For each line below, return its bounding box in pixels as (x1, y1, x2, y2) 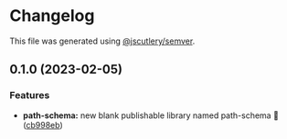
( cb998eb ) (22, 119, 64, 130)
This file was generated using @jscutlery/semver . (9, 35, 196, 46)
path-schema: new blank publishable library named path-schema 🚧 (22, 110, 279, 121)
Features (9, 89, 50, 102)
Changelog (9, 5, 95, 26)
